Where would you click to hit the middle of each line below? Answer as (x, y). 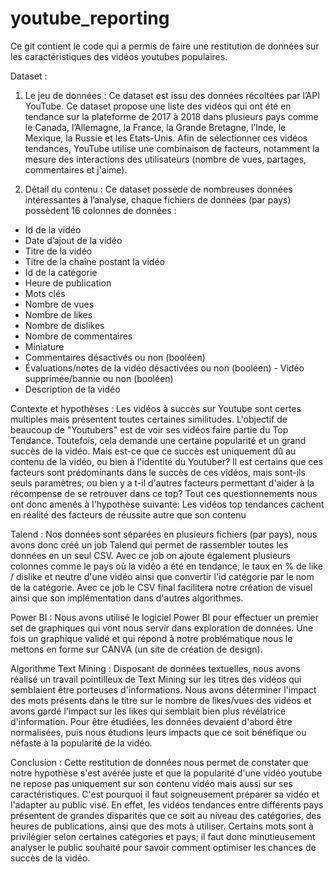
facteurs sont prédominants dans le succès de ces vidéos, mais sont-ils (158, 472)
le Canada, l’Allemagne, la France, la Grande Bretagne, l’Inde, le (155, 127)
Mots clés (45, 293)
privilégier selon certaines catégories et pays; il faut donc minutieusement (163, 836)
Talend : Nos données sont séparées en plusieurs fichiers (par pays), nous (164, 534)
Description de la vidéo (72, 389)
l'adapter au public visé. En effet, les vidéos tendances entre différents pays (167, 804)
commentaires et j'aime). (76, 169)
